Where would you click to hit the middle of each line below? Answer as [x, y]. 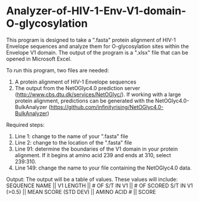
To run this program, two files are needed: [58, 70]
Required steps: [25, 125]
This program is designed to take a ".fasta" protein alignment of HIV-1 [91, 40]
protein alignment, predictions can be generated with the [84, 100]
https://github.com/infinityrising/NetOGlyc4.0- [107, 107]
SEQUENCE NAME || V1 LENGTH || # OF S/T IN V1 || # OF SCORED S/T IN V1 [99, 186]
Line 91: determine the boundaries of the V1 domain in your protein [96, 149]
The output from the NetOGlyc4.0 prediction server [78, 88]
